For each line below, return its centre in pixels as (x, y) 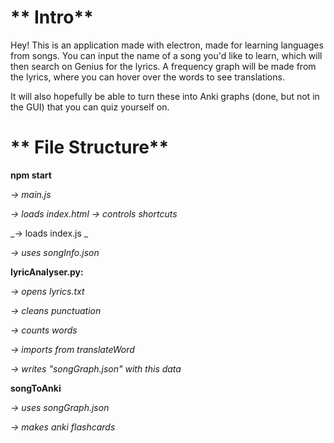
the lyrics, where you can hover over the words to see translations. (147, 77)
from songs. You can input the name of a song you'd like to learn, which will (166, 55)
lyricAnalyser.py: (47, 272)
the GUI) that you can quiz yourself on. (90, 107)
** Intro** (52, 17)
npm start (31, 175)
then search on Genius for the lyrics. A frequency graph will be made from (163, 66)
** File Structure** (90, 147)
